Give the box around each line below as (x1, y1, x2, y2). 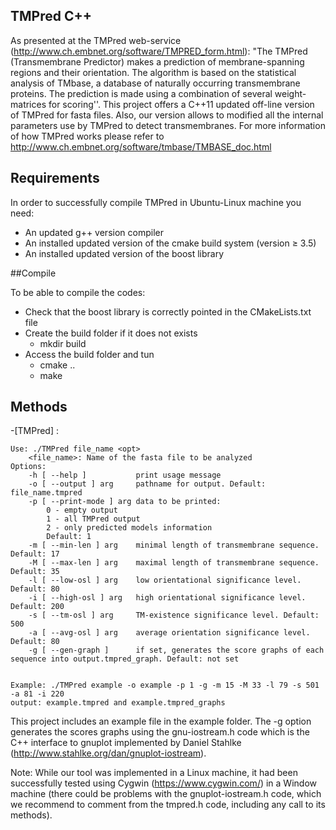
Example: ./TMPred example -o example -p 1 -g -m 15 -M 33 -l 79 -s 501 (10, 680, 320, 691)
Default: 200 (10, 602, 65, 612)
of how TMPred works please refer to (10, 130, 165, 142)
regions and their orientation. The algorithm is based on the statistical (10, 66, 297, 78)
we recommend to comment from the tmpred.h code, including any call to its (10, 799, 326, 811)
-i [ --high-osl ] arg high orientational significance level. (28, 593, 307, 603)
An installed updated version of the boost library (24, 247, 225, 259)
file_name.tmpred (10, 488, 83, 498)
